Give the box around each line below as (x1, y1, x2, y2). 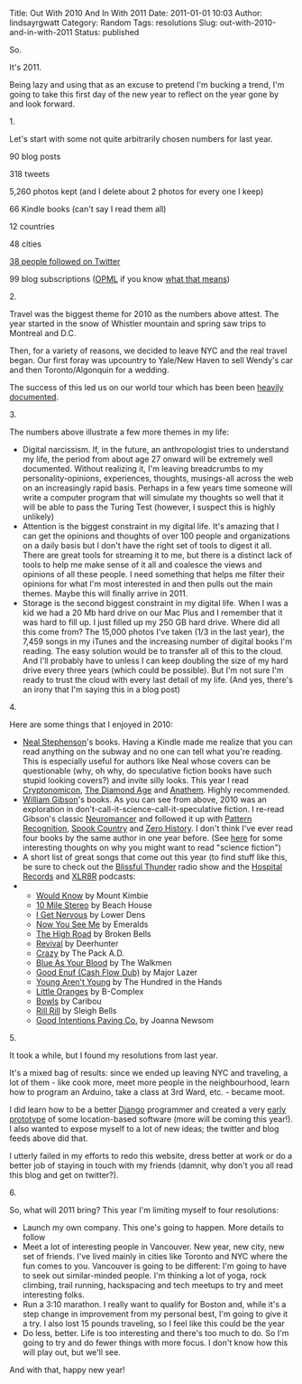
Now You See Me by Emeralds (35, 919, 149, 930)
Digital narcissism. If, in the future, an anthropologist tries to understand (22, 444, 289, 454)
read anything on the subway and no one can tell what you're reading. (22, 746, 283, 757)
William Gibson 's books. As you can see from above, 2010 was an (22, 794, 268, 805)
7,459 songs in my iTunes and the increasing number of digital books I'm (22, 636, 293, 647)
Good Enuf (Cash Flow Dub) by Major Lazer (35, 967, 198, 977)
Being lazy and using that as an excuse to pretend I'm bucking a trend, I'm (9, 79, 285, 89)
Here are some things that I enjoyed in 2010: (9, 719, 173, 730)
